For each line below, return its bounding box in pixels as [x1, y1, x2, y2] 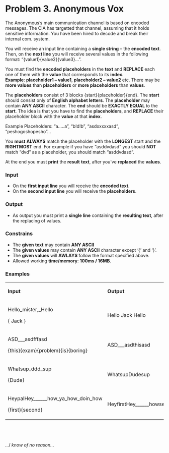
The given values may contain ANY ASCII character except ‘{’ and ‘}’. [12, 247, 157, 253]
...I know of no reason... [5, 442, 54, 448]
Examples [5, 270, 30, 277]
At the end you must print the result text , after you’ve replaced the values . [5, 158, 161, 164]
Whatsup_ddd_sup [8, 365, 52, 372]
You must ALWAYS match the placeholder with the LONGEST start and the [5, 138, 161, 144]
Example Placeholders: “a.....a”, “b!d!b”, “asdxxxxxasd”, [5, 123, 119, 129]
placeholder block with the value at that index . [5, 113, 102, 119]
